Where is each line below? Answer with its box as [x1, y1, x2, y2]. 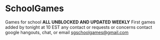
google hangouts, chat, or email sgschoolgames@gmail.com [5, 29, 129, 35]
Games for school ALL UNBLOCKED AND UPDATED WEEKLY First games [5, 19, 156, 25]
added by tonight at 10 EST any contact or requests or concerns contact [5, 24, 153, 30]
